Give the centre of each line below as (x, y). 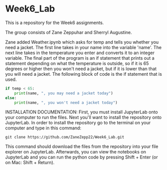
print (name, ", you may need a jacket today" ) (64, 93)
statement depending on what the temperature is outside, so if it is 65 (77, 63)
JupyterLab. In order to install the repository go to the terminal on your (78, 123)
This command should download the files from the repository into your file (82, 146)
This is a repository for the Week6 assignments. (55, 23)
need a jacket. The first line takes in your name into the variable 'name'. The (83, 47)
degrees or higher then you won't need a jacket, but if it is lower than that (81, 69)
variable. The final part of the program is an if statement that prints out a (80, 58)
